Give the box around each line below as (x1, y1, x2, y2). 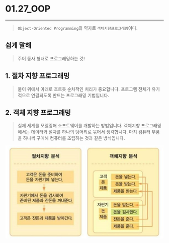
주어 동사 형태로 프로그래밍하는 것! (17, 55, 85, 61)
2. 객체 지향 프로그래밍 (5, 108, 71, 117)
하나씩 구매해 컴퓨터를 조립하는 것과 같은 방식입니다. (23, 135, 125, 141)
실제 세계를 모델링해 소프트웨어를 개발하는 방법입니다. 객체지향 (17, 123, 140, 129)
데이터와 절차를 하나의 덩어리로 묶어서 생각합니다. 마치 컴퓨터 (31, 129, 151, 135)
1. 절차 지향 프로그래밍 (5, 71, 70, 80)
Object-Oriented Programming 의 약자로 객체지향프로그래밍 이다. (17, 25, 138, 31)
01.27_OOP (5, 3, 51, 15)
